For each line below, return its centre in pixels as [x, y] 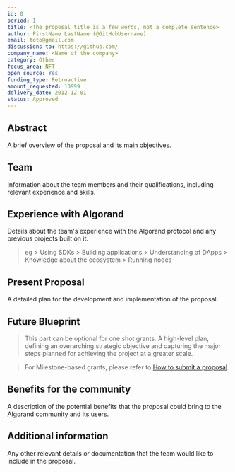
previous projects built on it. [48, 238]
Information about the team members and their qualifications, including [110, 184]
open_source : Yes [33, 73]
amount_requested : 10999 [44, 86]
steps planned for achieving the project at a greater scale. [109, 354]
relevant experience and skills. [52, 192]
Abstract [27, 128]
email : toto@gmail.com [41, 40]
